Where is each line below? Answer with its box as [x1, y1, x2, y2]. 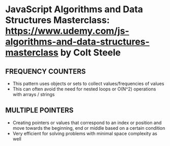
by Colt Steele [60, 47, 121, 59]
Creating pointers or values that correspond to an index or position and [12, 120, 162, 126]
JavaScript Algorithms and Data [5, 4, 144, 15]
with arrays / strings [12, 92, 55, 97]
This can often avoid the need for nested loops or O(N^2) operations [12, 86, 156, 92]
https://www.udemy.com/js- [5, 25, 130, 37]
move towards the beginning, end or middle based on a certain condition [12, 125, 165, 131]
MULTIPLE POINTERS [5, 106, 74, 115]
